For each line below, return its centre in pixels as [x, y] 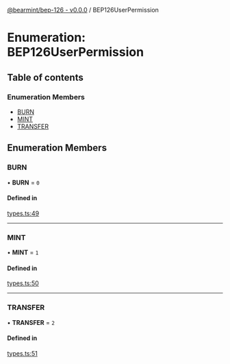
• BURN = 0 [23, 182]
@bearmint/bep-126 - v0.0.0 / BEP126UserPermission [83, 10]
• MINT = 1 [23, 252]
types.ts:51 [22, 353]
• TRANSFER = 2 [31, 322]
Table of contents [45, 77]
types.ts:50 [23, 283]
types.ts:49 [23, 213]
